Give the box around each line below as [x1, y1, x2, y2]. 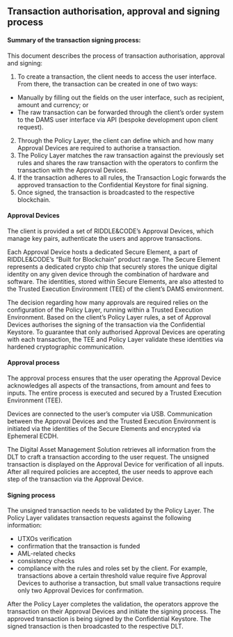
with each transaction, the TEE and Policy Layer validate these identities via [7, 335, 224, 343]
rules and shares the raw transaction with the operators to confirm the [17, 158, 219, 166]
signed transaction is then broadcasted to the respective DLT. [7, 622, 184, 631]
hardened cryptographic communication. [7, 343, 125, 351]
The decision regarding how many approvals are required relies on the [7, 298, 209, 306]
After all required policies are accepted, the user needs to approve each [7, 468, 214, 475]
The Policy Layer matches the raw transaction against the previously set [17, 151, 224, 159]
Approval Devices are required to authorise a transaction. [17, 143, 182, 152]
